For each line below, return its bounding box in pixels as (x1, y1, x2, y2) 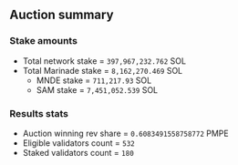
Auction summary (9, 7, 114, 23)
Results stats (9, 107, 68, 119)
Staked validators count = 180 (22, 147, 134, 158)
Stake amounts (9, 35, 78, 47)
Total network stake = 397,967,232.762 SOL (22, 55, 187, 67)
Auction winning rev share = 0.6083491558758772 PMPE (22, 128, 230, 139)
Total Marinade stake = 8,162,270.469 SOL (22, 65, 183, 76)
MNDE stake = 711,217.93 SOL (36, 75, 152, 86)
